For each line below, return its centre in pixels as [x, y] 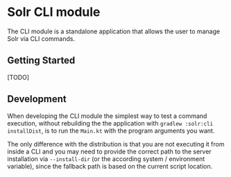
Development [37, 99]
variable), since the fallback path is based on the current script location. [110, 166]
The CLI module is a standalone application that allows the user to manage [114, 31]
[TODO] [18, 77]
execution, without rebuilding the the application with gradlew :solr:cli [110, 123]
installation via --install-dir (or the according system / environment [106, 159]
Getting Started [41, 61]
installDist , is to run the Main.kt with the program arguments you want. [111, 130]
